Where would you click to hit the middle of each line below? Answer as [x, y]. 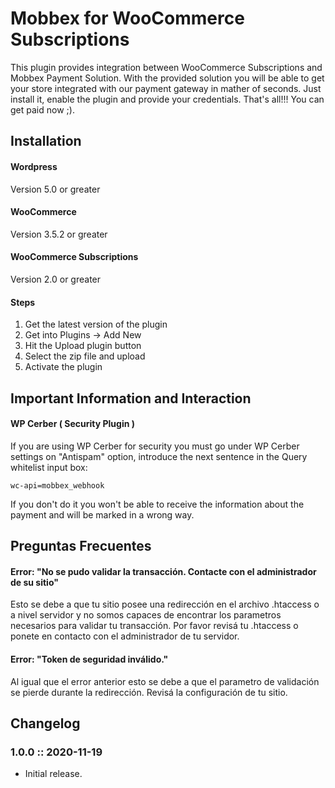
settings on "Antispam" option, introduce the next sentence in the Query [159, 456]
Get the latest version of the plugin [96, 324]
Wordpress [34, 166]
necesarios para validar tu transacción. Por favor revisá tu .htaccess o [154, 626]
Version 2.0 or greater [56, 279]
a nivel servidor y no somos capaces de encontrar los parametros [146, 615]
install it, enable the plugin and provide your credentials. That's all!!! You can [167, 99]
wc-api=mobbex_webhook [57, 485]
